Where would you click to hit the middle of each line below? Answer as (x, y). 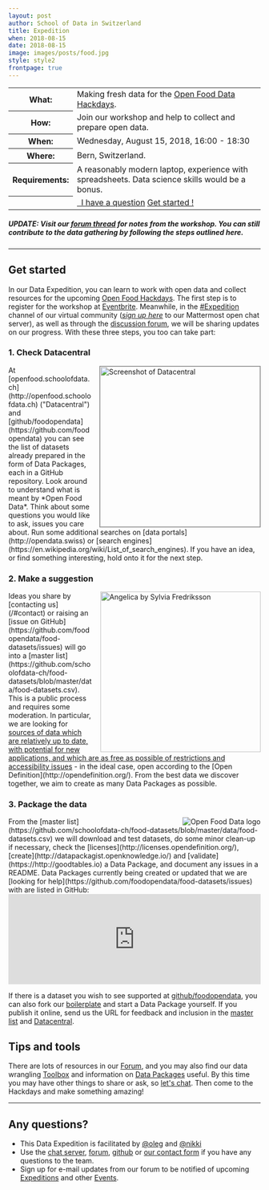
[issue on (24, 622)
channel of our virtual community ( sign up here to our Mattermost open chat (134, 315)
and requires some (39, 707)
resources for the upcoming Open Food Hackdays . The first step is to (122, 298)
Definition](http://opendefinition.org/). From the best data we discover (124, 775)
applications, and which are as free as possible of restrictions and (117, 758)
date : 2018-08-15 (37, 46)
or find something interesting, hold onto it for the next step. (106, 558)
